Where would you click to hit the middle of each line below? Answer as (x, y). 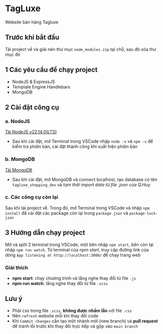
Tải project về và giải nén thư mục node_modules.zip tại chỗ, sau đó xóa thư (81, 49)
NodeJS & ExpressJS (33, 82)
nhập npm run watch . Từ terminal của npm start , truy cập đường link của (77, 249)
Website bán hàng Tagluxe (32, 22)
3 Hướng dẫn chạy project (45, 233)
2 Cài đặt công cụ (32, 107)
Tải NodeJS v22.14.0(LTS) (31, 132)
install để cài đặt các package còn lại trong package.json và (67, 213)
